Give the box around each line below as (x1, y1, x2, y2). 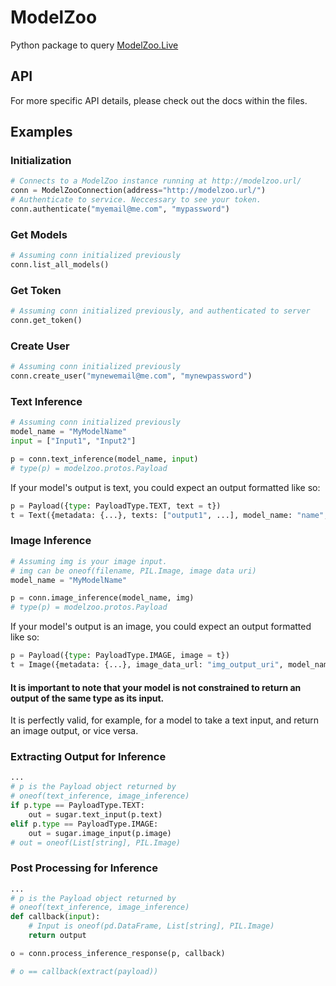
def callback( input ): (10, 912, 101, 922)
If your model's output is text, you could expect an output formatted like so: (10, 481, 321, 493)
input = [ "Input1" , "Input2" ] (10, 436, 137, 446)
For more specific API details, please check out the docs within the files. (10, 94, 308, 106)
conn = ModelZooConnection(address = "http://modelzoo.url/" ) (10, 186, 267, 196)
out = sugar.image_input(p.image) (28, 828, 172, 838)
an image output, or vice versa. (10, 725, 139, 737)
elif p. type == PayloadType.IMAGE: (10, 819, 159, 829)
